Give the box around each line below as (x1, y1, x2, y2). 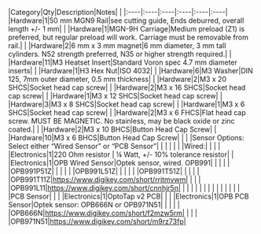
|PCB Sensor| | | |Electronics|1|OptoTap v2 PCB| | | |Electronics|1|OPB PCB (8, 191, 249, 201)
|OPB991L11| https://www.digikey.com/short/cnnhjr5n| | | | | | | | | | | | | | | (8, 184, 241, 192)
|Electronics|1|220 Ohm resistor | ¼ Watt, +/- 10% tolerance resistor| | (8, 150, 234, 159)
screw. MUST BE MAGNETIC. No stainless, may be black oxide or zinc (8, 117, 235, 125)
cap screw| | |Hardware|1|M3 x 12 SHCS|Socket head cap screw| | (8, 91, 222, 100)
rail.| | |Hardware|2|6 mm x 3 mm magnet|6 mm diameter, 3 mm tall (8, 41, 226, 50)
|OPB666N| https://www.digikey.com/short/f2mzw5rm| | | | (8, 209, 198, 217)
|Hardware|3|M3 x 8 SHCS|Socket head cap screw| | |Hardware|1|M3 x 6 (8, 99, 245, 109)
